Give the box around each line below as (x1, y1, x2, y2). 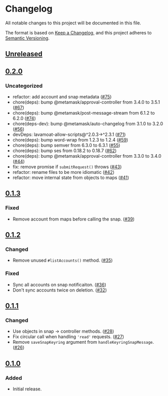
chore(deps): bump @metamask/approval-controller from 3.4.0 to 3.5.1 (12, 99, 160, 105)
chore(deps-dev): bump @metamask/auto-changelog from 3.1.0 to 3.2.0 (12, 121, 163, 127)
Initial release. (12, 386, 42, 392)
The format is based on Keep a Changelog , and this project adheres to (5, 29, 152, 35)
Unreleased (5, 50, 43, 58)
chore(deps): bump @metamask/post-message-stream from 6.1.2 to (12, 110, 155, 116)
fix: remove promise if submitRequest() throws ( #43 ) (12, 164, 122, 170)
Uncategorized (5, 82, 43, 89)
